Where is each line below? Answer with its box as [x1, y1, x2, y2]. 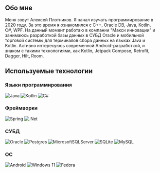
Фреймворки [5, 104, 38, 111]
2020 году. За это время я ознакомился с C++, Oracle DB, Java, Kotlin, [5, 22, 151, 28]
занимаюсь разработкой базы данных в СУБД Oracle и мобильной [5, 32, 144, 38]
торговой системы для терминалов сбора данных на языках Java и [5, 37, 145, 43]
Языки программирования [5, 82, 72, 88]
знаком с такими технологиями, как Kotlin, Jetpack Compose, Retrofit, [5, 48, 150, 53]
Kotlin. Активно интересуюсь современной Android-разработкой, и [5, 42, 145, 48]
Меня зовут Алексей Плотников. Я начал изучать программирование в [5, 17, 154, 22]
